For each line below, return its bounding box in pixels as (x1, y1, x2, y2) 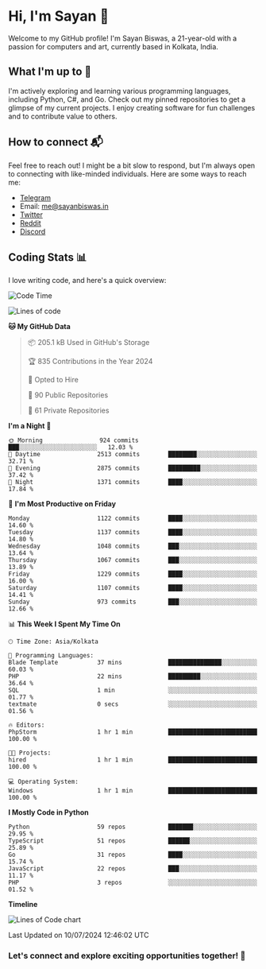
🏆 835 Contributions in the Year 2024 (27, 357, 153, 366)
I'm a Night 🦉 (8, 421, 52, 431)
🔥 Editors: (8, 721, 45, 730)
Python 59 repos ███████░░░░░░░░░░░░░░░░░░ (8, 823, 258, 831)
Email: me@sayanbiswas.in (19, 201, 109, 211)
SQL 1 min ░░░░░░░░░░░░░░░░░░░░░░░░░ (8, 687, 258, 695)
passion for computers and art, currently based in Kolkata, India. (8, 41, 218, 51)
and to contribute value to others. (8, 111, 118, 121)
